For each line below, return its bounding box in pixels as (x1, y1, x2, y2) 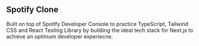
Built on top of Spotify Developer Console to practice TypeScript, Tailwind (6, 20, 189, 27)
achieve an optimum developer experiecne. (6, 32, 113, 40)
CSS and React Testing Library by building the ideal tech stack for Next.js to (6, 27, 194, 34)
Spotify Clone (6, 5, 59, 15)
